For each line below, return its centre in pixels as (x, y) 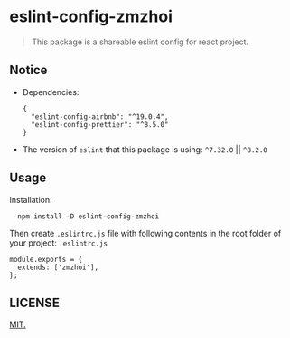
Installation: (31, 199)
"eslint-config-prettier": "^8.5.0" (100, 124)
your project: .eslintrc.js (59, 243)
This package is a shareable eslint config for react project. (140, 42)
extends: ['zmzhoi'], (58, 267)
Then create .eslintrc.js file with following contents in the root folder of (145, 233)
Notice (28, 70)
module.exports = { (46, 259)
